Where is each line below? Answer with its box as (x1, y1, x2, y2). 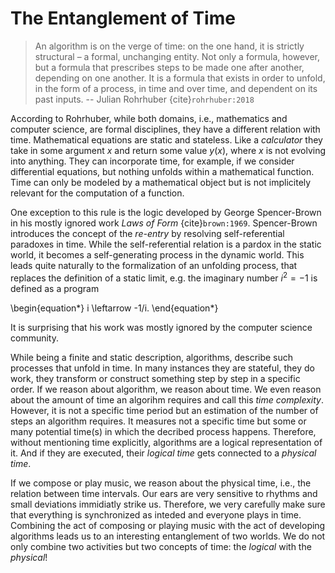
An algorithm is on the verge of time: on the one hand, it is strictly (34, 40, 305, 52)
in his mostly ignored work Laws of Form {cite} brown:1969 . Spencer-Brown (10, 217, 318, 229)
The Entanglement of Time (10, 7, 236, 30)
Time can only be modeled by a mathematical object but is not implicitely (10, 176, 312, 188)
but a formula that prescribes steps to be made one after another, (34, 61, 305, 73)
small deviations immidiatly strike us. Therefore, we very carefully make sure (10, 498, 326, 510)
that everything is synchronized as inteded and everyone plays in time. (10, 508, 302, 521)
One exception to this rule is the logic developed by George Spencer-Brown (10, 206, 322, 218)
